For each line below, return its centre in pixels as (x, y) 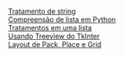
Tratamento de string (42, 11)
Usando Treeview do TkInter (54, 36)
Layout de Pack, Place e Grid (55, 45)
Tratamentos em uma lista (50, 28)
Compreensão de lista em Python (62, 20)
